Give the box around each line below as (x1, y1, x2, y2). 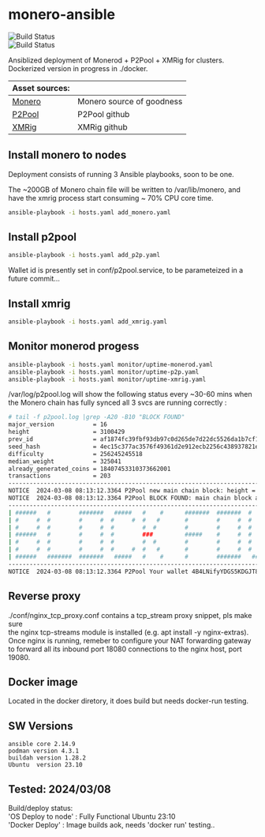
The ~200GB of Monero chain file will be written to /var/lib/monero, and (8, 184, 241, 194)
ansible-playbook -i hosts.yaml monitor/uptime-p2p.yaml (8, 368, 200, 376)
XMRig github (77, 121, 128, 132)
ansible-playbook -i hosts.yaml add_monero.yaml (8, 208, 171, 217)
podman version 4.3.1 (8, 747, 80, 756)
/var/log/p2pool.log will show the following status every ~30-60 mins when (8, 390, 252, 399)
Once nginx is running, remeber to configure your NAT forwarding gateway (8, 635, 252, 645)
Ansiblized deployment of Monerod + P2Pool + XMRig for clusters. (8, 55, 225, 65)
